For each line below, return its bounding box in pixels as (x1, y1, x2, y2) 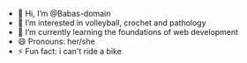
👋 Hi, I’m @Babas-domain (17, 9, 111, 18)
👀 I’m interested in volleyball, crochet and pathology (17, 17, 206, 28)
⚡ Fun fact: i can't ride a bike (17, 46, 122, 56)
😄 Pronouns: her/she (17, 36, 95, 46)
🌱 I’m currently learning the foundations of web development (17, 27, 239, 37)
